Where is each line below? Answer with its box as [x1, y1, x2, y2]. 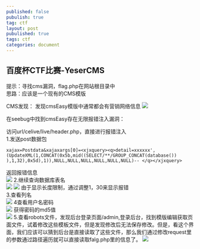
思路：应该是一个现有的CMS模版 [6, 90, 86, 97]
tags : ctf [6, 36, 31, 42]
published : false [6, 8, 49, 15]
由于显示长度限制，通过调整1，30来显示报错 [20, 183, 129, 191]
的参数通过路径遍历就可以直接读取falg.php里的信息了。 [6, 236, 142, 243]
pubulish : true [6, 14, 44, 20]
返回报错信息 [6, 169, 37, 176]
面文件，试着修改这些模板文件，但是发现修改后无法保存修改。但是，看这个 [6, 221, 189, 228]
